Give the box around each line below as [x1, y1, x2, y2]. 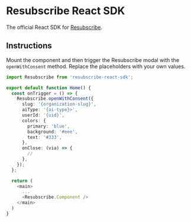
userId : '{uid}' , [21, 112, 65, 118]
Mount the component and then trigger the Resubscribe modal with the [6, 56, 179, 63]
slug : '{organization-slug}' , [21, 102, 96, 107]
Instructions [6, 41, 52, 51]
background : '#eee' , [27, 129, 78, 135]
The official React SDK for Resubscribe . [6, 24, 103, 31]
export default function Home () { [6, 84, 92, 91]
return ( [11, 178, 33, 184]
